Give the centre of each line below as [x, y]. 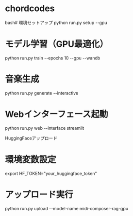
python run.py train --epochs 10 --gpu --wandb [53, 58]
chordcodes [30, 9]
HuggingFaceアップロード [31, 138]
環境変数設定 [31, 159]
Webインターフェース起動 [57, 114]
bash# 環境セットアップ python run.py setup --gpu [56, 22]
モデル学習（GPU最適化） [57, 44]
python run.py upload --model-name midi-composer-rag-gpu [67, 208]
